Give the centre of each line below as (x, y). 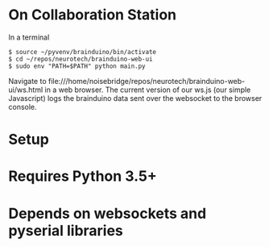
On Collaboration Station (93, 15)
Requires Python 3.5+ (83, 176)
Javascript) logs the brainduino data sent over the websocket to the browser (135, 98)
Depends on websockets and (108, 214)
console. (23, 107)
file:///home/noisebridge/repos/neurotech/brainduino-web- (147, 81)
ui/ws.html (26, 90)
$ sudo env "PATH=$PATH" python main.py (77, 66)
